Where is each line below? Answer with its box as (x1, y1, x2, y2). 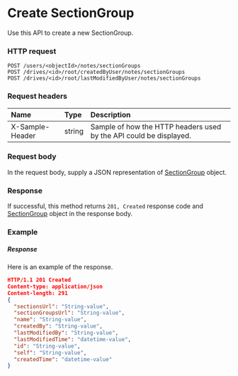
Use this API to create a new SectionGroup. (7, 28, 134, 37)
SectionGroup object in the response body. (7, 210, 133, 218)
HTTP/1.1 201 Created (7, 276, 72, 284)
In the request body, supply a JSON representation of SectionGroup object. (7, 168, 227, 176)
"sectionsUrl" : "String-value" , (13, 303, 110, 310)
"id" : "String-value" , (13, 343, 81, 350)
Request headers (7, 91, 68, 101)
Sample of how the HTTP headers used (90, 122, 222, 131)
